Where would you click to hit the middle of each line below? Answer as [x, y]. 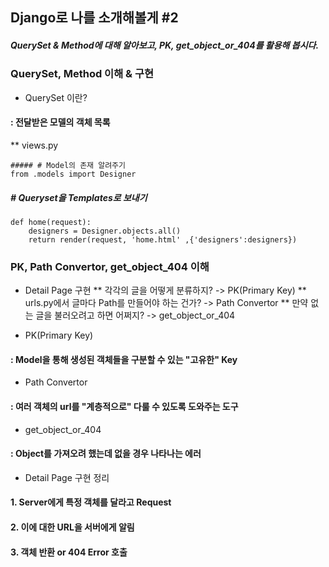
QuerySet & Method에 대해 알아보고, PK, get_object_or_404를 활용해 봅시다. [165, 45]
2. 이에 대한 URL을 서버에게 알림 [72, 527]
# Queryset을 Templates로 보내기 [79, 197]
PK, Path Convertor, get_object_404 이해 [110, 266]
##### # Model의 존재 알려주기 [68, 165]
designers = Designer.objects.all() [105, 231]
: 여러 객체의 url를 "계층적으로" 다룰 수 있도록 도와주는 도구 [124, 406]
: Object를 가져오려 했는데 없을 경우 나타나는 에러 [106, 454]
